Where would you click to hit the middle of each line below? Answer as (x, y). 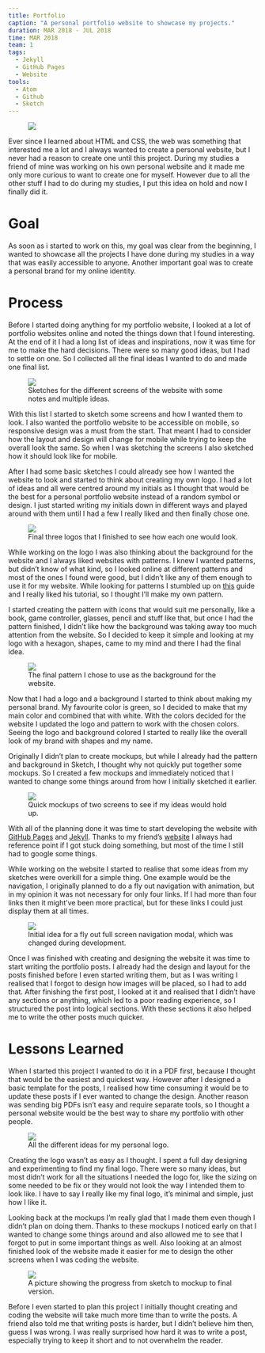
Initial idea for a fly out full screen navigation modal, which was (131, 934)
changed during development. (77, 943)
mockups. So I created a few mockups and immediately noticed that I (121, 773)
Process (36, 303)
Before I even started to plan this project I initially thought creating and (123, 1306)
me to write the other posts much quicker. (76, 1017)
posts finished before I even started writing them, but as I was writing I (123, 975)
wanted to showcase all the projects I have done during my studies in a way (131, 254)
